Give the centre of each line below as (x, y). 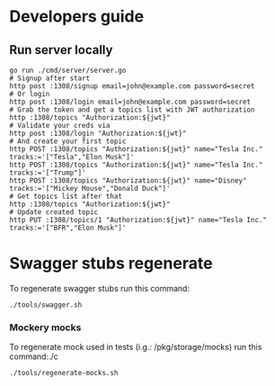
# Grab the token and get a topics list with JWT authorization (132, 110)
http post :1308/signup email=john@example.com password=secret (132, 86)
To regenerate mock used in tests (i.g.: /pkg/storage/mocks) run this (136, 347)
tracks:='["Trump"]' (48, 173)
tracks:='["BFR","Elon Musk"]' (68, 228)
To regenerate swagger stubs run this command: (100, 288)
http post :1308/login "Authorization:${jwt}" (98, 133)
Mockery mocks (45, 328)
